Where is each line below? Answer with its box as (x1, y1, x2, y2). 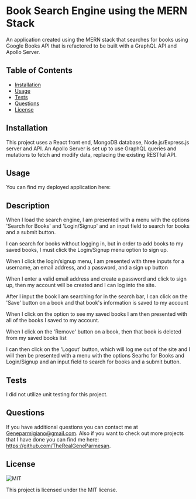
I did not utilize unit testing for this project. (6, 391, 108, 397)
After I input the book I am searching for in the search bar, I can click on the (6, 293, 188, 300)
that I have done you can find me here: (6, 436, 99, 443)
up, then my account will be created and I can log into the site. (6, 282, 156, 289)
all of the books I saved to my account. (6, 317, 99, 324)
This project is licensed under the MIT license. (6, 486, 118, 493)
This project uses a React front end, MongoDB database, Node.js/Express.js (6, 139, 190, 146)
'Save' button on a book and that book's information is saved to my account (6, 299, 188, 306)
